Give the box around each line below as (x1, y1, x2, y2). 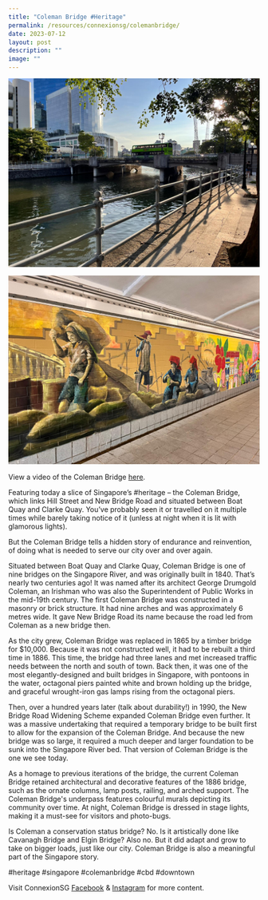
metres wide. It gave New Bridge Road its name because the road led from (8, 612, 254, 621)
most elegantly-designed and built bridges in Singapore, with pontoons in (8, 670, 250, 679)
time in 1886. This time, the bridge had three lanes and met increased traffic (8, 653, 258, 662)
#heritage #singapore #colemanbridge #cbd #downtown (8, 867, 195, 877)
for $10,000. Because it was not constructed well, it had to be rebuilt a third (8, 644, 255, 654)
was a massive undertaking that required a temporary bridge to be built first (8, 720, 258, 728)
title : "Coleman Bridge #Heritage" (8, 13, 127, 21)
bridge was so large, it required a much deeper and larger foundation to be (8, 736, 254, 746)
